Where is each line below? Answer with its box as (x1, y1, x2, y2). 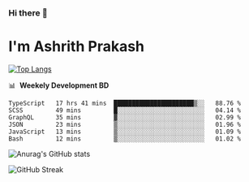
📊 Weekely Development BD (8, 80, 109, 90)
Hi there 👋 (8, 7, 49, 19)
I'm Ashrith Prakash (8, 37, 144, 56)
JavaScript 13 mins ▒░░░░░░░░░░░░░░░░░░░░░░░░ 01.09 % (8, 128, 242, 136)
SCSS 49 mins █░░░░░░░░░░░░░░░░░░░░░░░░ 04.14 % (8, 106, 242, 115)
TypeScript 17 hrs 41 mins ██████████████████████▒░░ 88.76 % (8, 99, 242, 107)
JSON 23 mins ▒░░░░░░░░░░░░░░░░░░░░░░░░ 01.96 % (8, 120, 242, 128)
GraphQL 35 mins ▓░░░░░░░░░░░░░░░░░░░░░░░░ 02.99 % (8, 113, 242, 121)
